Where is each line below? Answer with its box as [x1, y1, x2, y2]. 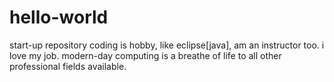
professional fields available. [9, 60, 127, 72]
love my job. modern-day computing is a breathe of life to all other [9, 49, 282, 61]
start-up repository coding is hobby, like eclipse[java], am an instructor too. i [9, 39, 325, 51]
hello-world [9, 6, 109, 29]
